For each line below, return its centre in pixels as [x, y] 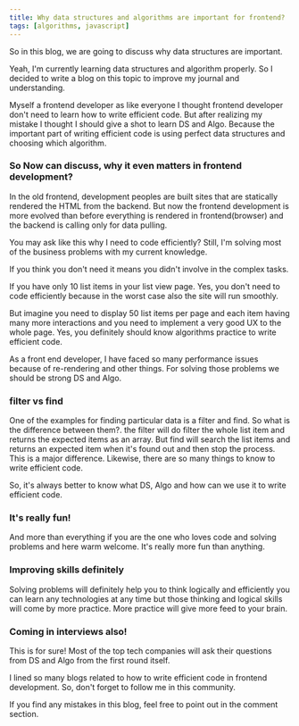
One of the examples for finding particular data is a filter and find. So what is [149, 421]
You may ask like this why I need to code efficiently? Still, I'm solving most [145, 242]
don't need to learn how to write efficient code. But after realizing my [136, 114]
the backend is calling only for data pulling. [88, 225]
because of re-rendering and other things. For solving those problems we [144, 368]
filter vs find [37, 401]
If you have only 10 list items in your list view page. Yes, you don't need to [145, 286]
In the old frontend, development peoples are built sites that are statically [144, 196]
